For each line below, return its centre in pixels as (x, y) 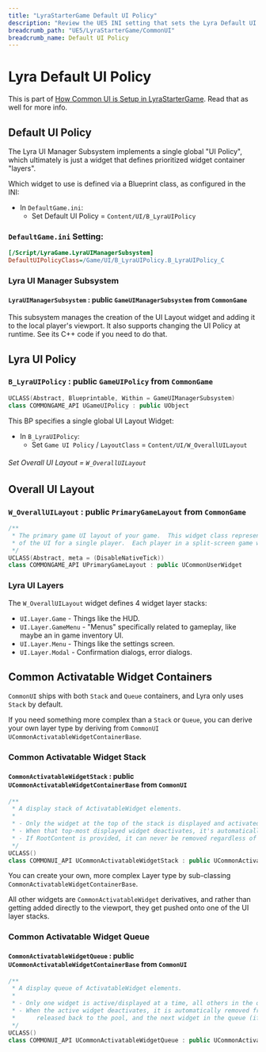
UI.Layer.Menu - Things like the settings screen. (97, 643)
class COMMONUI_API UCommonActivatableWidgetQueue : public (110, 1040)
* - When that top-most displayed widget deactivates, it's (113, 831)
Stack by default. (36, 704)
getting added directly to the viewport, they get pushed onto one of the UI (129, 908)
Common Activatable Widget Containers (110, 677)
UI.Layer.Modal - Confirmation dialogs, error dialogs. (106, 652)
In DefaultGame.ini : (51, 208)
